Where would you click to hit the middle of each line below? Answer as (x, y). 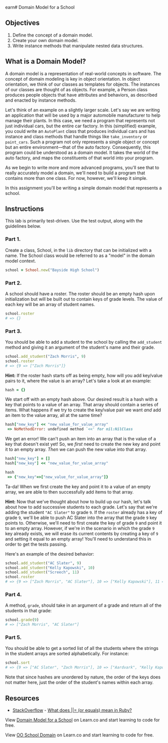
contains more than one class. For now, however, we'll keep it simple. (76, 178)
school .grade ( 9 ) (22, 620)
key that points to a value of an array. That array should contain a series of (82, 405)
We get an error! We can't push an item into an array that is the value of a (81, 439)
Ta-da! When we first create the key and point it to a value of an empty (78, 486)
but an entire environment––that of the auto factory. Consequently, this (78, 147)
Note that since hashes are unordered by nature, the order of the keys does (83, 677)
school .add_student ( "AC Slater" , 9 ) (43, 563)
